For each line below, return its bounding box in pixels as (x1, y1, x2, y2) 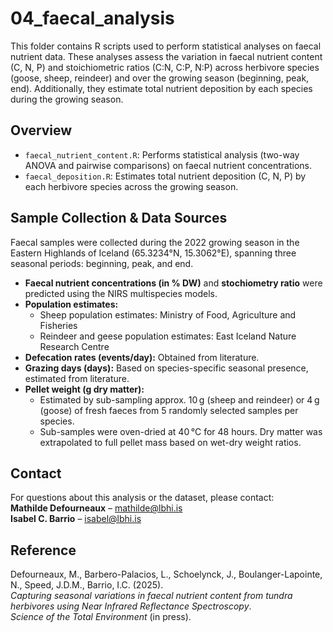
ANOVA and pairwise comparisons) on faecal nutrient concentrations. (24, 159, 313, 171)
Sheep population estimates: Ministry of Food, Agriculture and (39, 308, 297, 321)
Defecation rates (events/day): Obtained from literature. (24, 351, 260, 363)
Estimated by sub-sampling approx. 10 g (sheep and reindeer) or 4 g (39, 393, 320, 406)
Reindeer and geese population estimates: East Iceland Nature (39, 330, 297, 342)
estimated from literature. (24, 372, 130, 384)
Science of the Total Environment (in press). (10, 611, 192, 623)
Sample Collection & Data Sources (10, 210, 228, 227)
